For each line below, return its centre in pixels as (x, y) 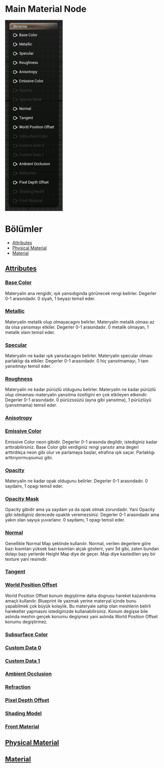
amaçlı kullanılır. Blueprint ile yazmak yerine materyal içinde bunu (71, 601)
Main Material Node (46, 9)
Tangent (15, 572)
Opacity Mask (22, 498)
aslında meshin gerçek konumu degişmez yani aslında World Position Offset (82, 616)
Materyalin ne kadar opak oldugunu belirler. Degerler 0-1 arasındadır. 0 (77, 481)
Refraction (18, 687)
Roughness (19, 379)
